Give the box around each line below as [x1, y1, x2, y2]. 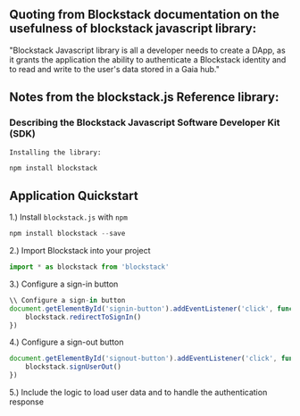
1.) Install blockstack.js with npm [9, 212, 128, 222]
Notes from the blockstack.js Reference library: [9, 89, 279, 105]
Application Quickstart [9, 187, 138, 204]
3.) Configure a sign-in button [9, 279, 119, 289]
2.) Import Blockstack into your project [9, 245, 151, 256]
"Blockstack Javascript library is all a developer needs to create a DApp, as [9, 45, 286, 55]
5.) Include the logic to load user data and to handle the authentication [9, 387, 268, 398]
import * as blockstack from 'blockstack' [9, 262, 170, 271]
